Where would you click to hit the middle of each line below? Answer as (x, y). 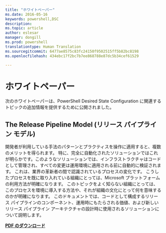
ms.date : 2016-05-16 (27, 14)
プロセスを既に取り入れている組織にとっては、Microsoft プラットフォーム (85, 178)
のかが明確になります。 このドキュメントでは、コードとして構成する (75, 196)
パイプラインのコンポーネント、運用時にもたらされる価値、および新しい (85, 203)
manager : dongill (23, 38)
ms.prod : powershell (27, 42)
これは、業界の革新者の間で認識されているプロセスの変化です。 (80, 171)
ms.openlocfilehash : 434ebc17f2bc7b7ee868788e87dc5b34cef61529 (72, 56)
